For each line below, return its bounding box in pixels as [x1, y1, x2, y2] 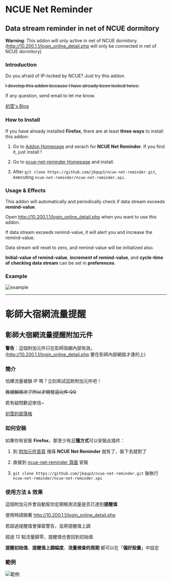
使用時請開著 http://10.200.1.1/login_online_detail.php [5, 512, 116, 518]
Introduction [5, 61, 37, 68]
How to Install [5, 116, 40, 123]
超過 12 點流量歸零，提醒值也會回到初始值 [5, 534, 94, 540]
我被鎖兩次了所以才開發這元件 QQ [5, 389, 77, 395]
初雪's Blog [5, 103, 29, 110]
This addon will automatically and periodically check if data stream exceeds [5, 198, 165, 204]
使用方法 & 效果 [5, 488, 43, 495]
